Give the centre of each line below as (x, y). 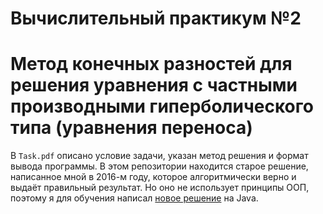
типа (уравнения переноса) (131, 128)
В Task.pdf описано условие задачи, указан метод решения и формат (159, 156)
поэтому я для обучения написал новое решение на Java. (134, 198)
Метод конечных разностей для (151, 64)
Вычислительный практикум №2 (156, 18)
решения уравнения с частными (154, 85)
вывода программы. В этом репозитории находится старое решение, (159, 166)
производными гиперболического (162, 106)
